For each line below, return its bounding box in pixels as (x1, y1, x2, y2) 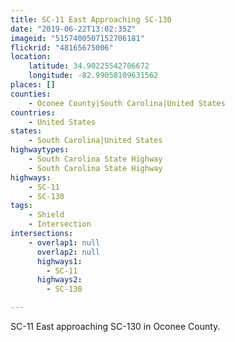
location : (10, 52, 52, 62)
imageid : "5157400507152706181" (10, 33, 145, 43)
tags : (10, 201, 33, 211)
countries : (10, 107, 56, 118)
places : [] (10, 80, 56, 90)
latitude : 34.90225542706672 (28, 61, 150, 71)
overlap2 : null (36, 247, 101, 257)
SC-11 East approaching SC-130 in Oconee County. (10, 321, 221, 332)
